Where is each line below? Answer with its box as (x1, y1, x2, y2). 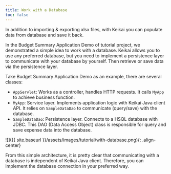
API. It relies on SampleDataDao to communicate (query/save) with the (12, 105, 157, 111)
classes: (5, 79, 23, 85)
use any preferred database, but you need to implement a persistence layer (5, 52, 164, 59)
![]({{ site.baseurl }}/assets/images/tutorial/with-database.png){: (5, 137, 141, 143)
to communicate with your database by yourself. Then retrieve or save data (5, 58, 164, 64)
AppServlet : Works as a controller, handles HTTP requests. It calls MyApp (12, 89, 164, 95)
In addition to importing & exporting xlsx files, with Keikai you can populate (5, 26, 163, 32)
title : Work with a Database (5, 7, 68, 13)
